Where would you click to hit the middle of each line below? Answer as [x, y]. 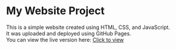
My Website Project [55, 11]
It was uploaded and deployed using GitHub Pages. [69, 33]
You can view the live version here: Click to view [65, 40]
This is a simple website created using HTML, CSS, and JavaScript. [88, 27]
